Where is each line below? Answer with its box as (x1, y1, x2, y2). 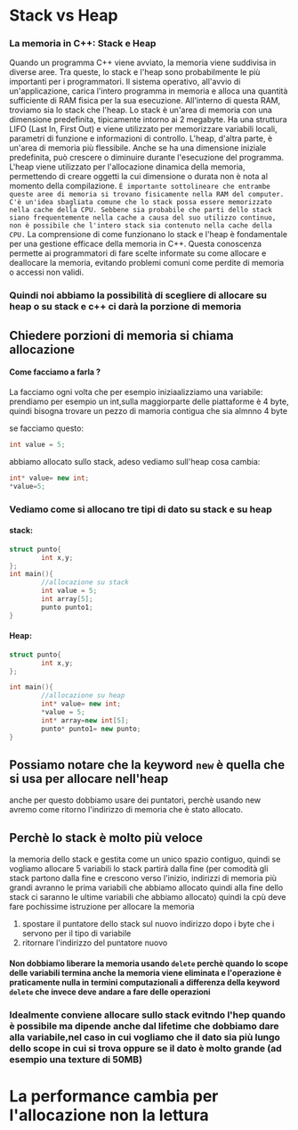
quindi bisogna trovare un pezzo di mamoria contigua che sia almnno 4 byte (9, 406, 287, 416)
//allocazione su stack (41, 578, 129, 587)
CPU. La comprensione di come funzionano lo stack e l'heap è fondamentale (9, 229, 287, 240)
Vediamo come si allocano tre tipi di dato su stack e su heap (9, 503, 273, 516)
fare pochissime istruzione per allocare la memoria (9, 902, 195, 912)
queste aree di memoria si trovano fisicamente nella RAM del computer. (9, 190, 285, 199)
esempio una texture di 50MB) (9, 1053, 143, 1066)
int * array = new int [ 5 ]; (41, 715, 129, 725)
